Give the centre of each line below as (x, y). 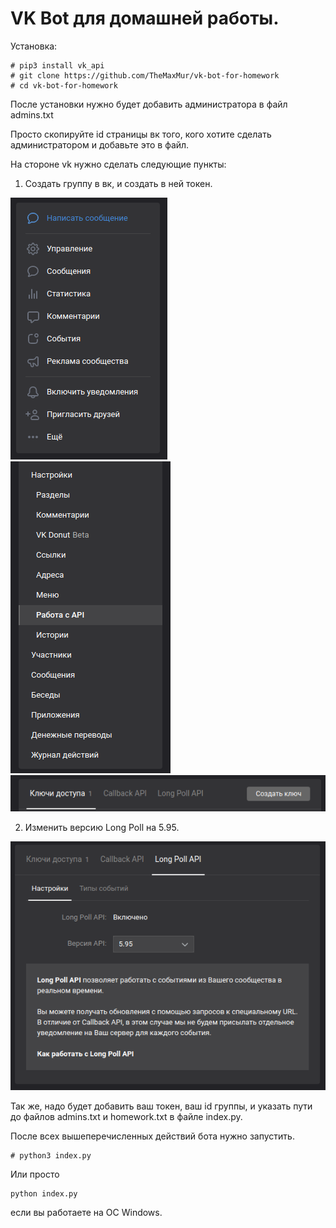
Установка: (34, 46)
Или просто (35, 1174)
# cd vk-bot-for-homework (64, 85)
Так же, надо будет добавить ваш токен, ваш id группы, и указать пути (161, 1106)
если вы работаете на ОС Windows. (86, 1212)
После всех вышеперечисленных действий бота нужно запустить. (152, 1136)
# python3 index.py (51, 1155)
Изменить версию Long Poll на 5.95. (102, 827)
